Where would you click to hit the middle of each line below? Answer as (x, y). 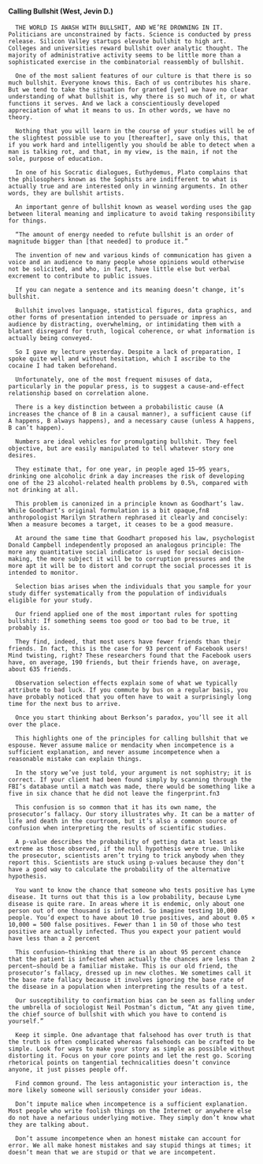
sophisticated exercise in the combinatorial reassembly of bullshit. (126, 62)
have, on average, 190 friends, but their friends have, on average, (125, 662)
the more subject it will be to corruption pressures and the (141, 559)
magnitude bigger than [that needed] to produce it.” (98, 242)
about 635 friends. (40, 670)
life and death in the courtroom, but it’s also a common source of (123, 821)
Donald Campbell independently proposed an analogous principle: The (125, 545)
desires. (22, 456)
